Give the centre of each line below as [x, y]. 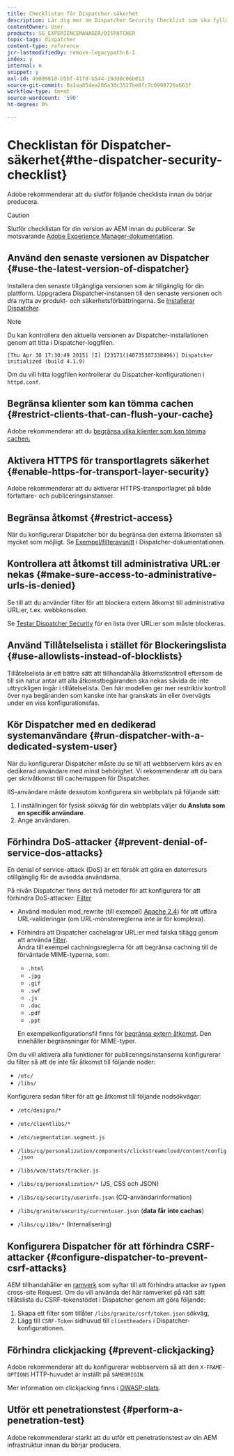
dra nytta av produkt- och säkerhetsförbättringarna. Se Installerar [101, 300]
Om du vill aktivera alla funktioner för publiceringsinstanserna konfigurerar [114, 1055]
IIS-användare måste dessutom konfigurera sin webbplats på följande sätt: [114, 792]
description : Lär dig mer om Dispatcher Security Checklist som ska [109, 20]
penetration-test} [46, 1421]
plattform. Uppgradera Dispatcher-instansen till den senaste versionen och [115, 293]
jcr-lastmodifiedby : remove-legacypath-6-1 [71, 53]
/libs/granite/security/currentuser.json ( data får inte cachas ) [110, 1211]
